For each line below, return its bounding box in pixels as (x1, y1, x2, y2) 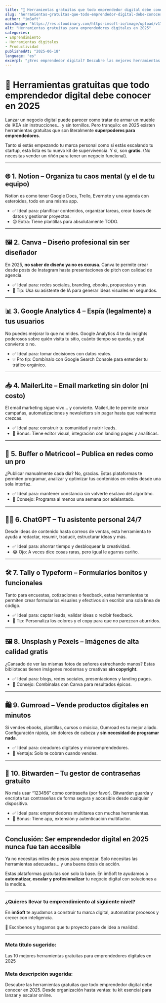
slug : (5, 12, 16, 17)
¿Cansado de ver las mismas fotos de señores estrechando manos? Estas (5, 661, 155, 667)
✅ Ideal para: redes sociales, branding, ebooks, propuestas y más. (12, 281, 148, 288)
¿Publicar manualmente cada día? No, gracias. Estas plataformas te (5, 470, 142, 476)
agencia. (5, 272, 23, 278)
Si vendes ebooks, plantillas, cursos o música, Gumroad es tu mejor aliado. (5, 724, 158, 730)
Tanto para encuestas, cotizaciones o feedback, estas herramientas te (5, 592, 149, 598)
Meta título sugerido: (5, 941, 57, 948)
